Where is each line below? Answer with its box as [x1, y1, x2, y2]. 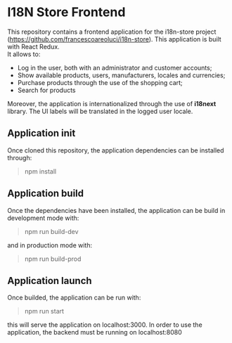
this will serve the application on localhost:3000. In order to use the [7, 321, 202, 329]
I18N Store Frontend [7, 4, 126, 20]
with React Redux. [7, 42, 60, 51]
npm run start [24, 307, 65, 316]
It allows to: [7, 50, 41, 58]
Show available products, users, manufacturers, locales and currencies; [17, 71, 226, 79]
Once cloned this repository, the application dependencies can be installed [7, 145, 224, 155]
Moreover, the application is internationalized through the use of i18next [7, 99, 217, 108]
